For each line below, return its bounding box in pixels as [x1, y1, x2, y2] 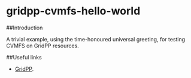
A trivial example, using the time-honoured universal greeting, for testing [6, 35, 186, 43]
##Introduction [6, 24, 43, 31]
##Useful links [6, 53, 42, 61]
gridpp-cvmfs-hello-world [6, 4, 141, 18]
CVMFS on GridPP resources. [6, 42, 79, 49]
